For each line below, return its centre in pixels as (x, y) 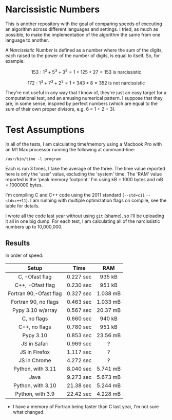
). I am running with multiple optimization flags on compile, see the (96, 200)
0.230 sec (79, 285)
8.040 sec (79, 369)
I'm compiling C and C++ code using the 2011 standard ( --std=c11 (75, 195)
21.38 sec (79, 386)
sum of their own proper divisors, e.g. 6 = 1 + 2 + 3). (61, 109)
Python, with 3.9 (35, 394)
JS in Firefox (35, 352)
